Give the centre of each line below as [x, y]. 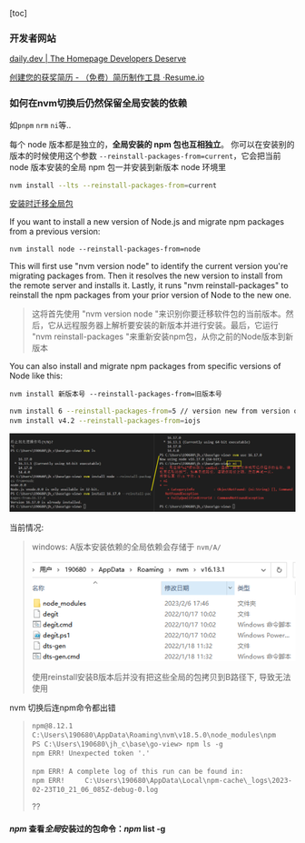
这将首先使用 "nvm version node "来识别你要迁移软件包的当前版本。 [158, 314]
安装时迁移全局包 [41, 204]
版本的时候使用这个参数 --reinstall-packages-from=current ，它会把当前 [145, 156]
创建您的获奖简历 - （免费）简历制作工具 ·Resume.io [107, 77]
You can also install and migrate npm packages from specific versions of [145, 366]
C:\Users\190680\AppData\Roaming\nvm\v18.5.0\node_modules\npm [154, 736]
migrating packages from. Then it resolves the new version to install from [146, 276]
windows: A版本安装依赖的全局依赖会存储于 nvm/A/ [126, 547]
